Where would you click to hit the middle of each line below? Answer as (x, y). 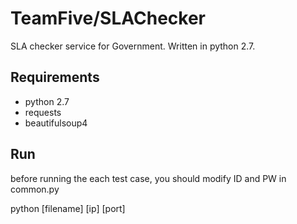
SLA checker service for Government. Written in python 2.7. (133, 46)
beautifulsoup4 (56, 123)
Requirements (55, 77)
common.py (35, 189)
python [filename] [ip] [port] (68, 208)
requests (43, 112)
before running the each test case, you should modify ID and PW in (148, 178)
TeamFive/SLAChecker (108, 18)
